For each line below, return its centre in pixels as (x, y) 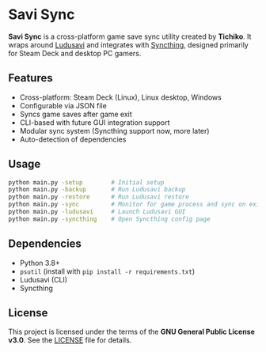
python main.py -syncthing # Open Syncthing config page (110, 219)
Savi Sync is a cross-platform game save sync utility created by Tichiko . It (130, 36)
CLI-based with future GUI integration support (95, 122)
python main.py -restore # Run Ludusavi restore (99, 197)
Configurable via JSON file (63, 105)
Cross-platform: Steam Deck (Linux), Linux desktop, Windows (120, 97)
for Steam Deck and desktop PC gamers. (75, 53)
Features (30, 78)
